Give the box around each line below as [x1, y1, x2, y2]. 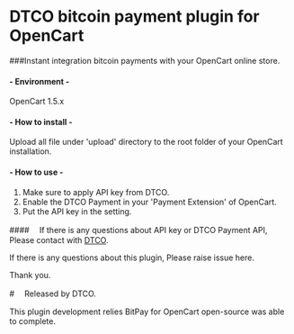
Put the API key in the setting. [22, 205, 132, 217]
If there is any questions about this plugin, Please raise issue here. [9, 252, 254, 263]
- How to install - [9, 116, 73, 127]
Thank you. [9, 269, 51, 280]
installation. [9, 146, 52, 157]
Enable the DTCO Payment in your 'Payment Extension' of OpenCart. [22, 196, 277, 207]
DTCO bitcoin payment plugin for [9, 6, 260, 27]
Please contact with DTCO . [9, 234, 109, 245]
